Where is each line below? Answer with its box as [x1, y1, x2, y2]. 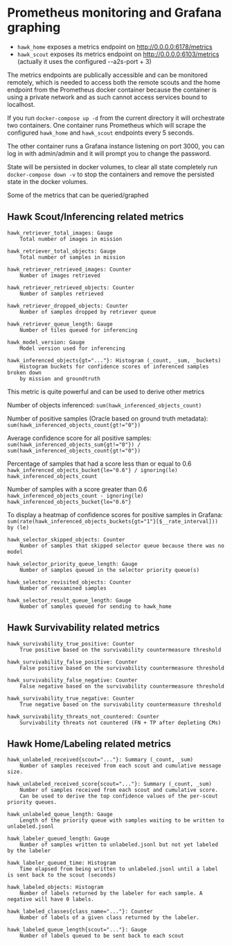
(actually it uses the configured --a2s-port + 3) [17, 57, 152, 65]
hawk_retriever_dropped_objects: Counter [7, 302, 129, 310]
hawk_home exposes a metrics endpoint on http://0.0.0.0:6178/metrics [17, 42, 213, 51]
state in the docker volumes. [7, 177, 89, 185]
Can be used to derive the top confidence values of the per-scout [19, 793, 218, 800]
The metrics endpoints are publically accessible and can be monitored [7, 71, 208, 79]
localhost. [7, 100, 35, 108]
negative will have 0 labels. [7, 896, 95, 903]
